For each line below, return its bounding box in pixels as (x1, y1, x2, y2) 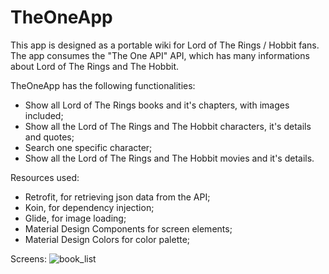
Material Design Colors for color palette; (24, 233, 191, 245)
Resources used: (10, 171, 80, 183)
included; (24, 109, 64, 121)
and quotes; (24, 131, 75, 143)
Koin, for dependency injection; (24, 201, 155, 213)
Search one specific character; (24, 141, 153, 153)
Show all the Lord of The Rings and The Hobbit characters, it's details (24, 120, 312, 132)
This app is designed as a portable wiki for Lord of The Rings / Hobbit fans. (10, 39, 320, 51)
